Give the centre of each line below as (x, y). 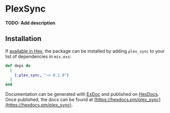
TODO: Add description (30, 23)
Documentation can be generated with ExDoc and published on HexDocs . (82, 94)
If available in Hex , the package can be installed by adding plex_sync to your (85, 51)
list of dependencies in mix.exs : (38, 56)
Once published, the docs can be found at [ (51, 100)
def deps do (18, 66)
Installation (23, 39)
